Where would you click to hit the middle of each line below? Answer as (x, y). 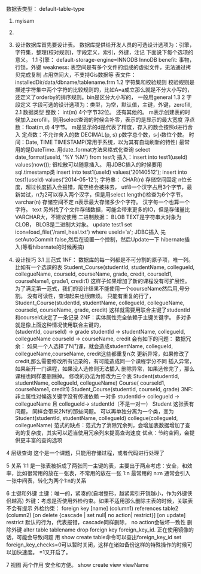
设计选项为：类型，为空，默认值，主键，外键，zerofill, (125, 105)
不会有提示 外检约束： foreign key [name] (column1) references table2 (92, 508)
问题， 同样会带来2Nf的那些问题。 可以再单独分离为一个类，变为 (94, 411)
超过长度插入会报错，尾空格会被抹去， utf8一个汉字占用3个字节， (106, 187)
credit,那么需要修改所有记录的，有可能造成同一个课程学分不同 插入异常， (105, 361)
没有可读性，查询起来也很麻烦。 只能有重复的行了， (90, 296)
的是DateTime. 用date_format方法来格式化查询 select (85, 149)
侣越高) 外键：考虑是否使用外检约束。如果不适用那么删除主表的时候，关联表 (100, 501)
